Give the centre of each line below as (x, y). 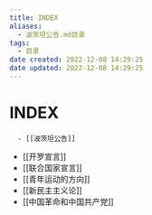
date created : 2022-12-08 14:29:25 (76, 60)
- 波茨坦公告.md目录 (52, 34)
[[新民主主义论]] (52, 190)
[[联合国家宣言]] (52, 167)
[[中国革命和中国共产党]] (68, 201)
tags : (19, 43)
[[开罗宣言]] (44, 156)
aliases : (26, 26)
